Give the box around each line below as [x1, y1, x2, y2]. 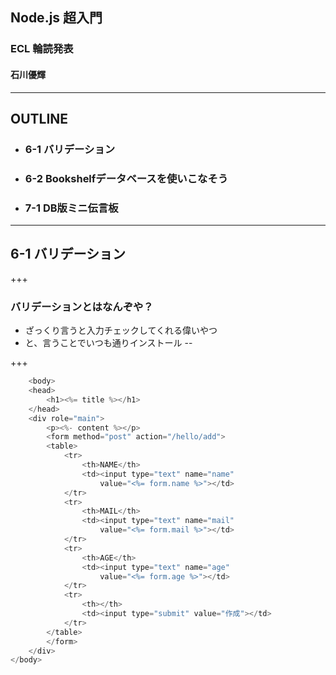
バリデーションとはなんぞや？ [10, 299, 154, 313]
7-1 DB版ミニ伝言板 [24, 201, 119, 215]
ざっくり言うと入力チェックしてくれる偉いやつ [24, 324, 218, 337]
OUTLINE [10, 110, 69, 127]
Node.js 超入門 [10, 9, 103, 27]
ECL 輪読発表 [10, 42, 74, 56]
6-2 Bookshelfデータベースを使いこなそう [24, 171, 229, 185]
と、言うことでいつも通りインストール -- [24, 337, 193, 349]
